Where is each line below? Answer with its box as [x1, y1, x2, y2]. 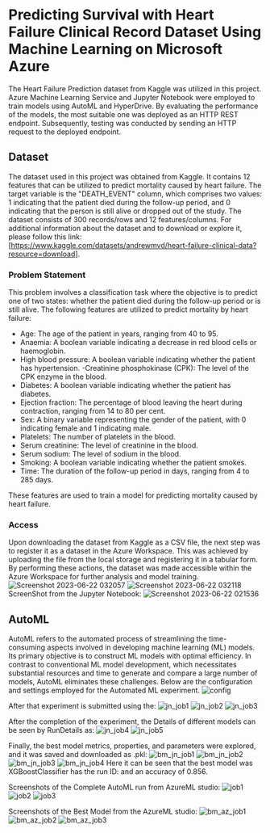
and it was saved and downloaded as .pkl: [8, 750, 147, 759]
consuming [8, 642, 46, 652]
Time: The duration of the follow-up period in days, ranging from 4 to [19, 466, 250, 476]
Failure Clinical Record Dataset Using [8, 23, 262, 41]
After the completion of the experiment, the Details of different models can [8, 717, 256, 726]
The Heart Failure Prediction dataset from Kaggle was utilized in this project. [8, 83, 262, 94]
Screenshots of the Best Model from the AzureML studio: [8, 806, 198, 817]
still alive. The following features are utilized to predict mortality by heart [8, 305, 248, 314]
